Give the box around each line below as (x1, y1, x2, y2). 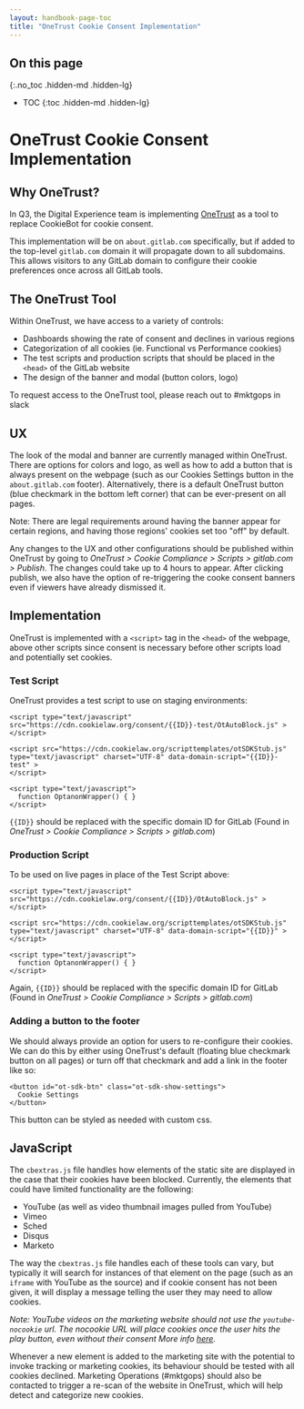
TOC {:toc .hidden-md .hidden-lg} (22, 97, 150, 108)
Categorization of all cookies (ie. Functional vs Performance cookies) (22, 343, 282, 354)
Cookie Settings (17, 1090, 79, 1100)
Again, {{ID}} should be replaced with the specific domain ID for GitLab (9, 982, 279, 993)
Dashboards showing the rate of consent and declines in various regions (22, 333, 296, 344)
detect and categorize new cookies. (9, 1390, 144, 1401)
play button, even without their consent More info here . (9, 1333, 217, 1344)
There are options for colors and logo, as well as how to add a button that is (9, 459, 293, 470)
